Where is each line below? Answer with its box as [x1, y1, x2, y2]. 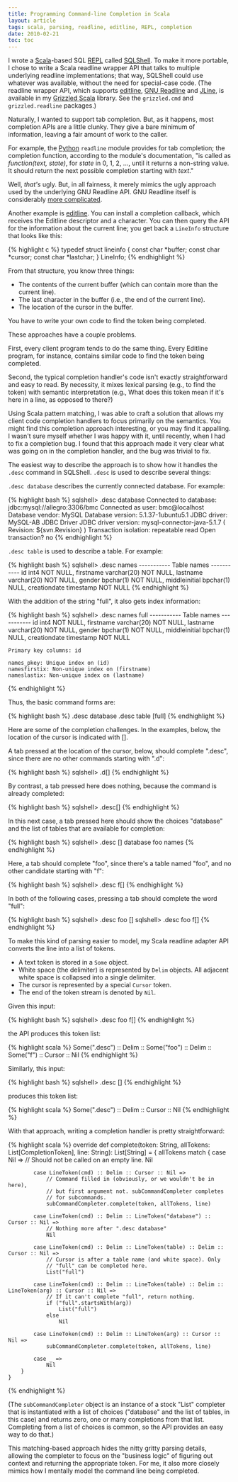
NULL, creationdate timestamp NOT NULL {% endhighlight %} [8, 583, 190, 592]
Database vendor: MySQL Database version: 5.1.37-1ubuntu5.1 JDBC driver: [8, 511, 228, 520]
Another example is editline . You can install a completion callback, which [8, 209, 220, 218]
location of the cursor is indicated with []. [8, 733, 128, 741]
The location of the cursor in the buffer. [18, 303, 133, 312]
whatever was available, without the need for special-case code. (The [8, 79, 212, 87]
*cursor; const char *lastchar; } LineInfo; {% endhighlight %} [8, 253, 186, 262]
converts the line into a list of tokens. [8, 944, 116, 953]
